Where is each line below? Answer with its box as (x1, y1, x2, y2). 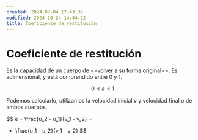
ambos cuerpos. (6, 103, 48, 111)
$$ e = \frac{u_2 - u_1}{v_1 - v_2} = (6, 116, 93, 123)
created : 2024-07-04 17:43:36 (6, 9, 84, 15)
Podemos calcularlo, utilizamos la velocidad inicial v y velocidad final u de (6, 97, 193, 105)
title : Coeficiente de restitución (6, 20, 97, 26)
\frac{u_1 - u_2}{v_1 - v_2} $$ (15, 127, 87, 134)
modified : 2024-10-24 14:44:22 (6, 15, 86, 21)
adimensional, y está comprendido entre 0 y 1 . (6, 73, 123, 81)
